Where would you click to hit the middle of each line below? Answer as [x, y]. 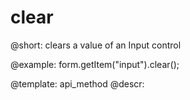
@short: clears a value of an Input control [96, 45]
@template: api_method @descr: [77, 83]
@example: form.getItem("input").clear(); [95, 64]
